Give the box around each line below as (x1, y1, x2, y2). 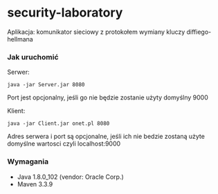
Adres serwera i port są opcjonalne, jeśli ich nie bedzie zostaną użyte (7, 133, 206, 141)
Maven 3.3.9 (17, 180, 53, 188)
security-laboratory (7, 5, 123, 21)
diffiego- (186, 28, 212, 36)
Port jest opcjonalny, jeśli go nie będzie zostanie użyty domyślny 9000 (7, 93, 209, 101)
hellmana (7, 35, 33, 43)
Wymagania (7, 157, 49, 166)
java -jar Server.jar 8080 (7, 81, 85, 88)
